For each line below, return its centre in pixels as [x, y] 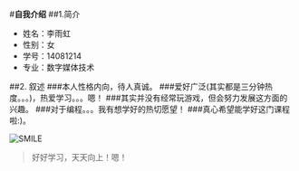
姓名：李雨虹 [46, 33]
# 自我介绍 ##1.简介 [45, 14]
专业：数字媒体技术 [58, 67]
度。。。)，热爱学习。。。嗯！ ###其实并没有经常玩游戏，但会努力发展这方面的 [149, 98]
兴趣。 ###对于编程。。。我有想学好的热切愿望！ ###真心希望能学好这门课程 [150, 109]
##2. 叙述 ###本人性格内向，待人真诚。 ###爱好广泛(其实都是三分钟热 [141, 86]
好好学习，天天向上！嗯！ [79, 157]
